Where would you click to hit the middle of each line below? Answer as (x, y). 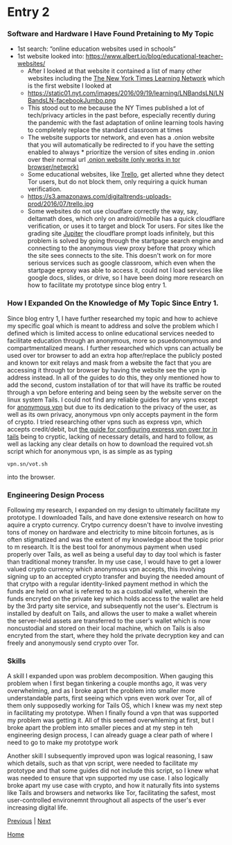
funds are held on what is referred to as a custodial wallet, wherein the (108, 591)
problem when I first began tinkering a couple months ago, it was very (107, 683)
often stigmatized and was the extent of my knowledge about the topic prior (115, 540)
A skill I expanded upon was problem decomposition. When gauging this (110, 676)
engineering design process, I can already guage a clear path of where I (110, 735)
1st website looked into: (51, 56)
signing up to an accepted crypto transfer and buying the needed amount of (116, 577)
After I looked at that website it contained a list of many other (115, 71)
